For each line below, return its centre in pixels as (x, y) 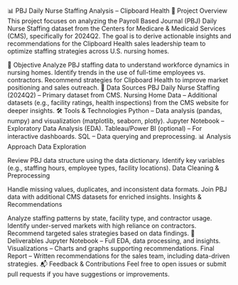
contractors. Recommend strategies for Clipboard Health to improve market (118, 80)
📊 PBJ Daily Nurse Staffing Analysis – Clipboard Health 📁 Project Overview (118, 11)
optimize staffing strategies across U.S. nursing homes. (88, 51)
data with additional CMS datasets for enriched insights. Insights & (104, 197)
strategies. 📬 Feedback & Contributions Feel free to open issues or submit (117, 264)
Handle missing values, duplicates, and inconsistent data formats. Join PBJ (117, 189)
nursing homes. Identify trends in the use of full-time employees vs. (107, 72)
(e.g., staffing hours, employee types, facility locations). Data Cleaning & (113, 168)
